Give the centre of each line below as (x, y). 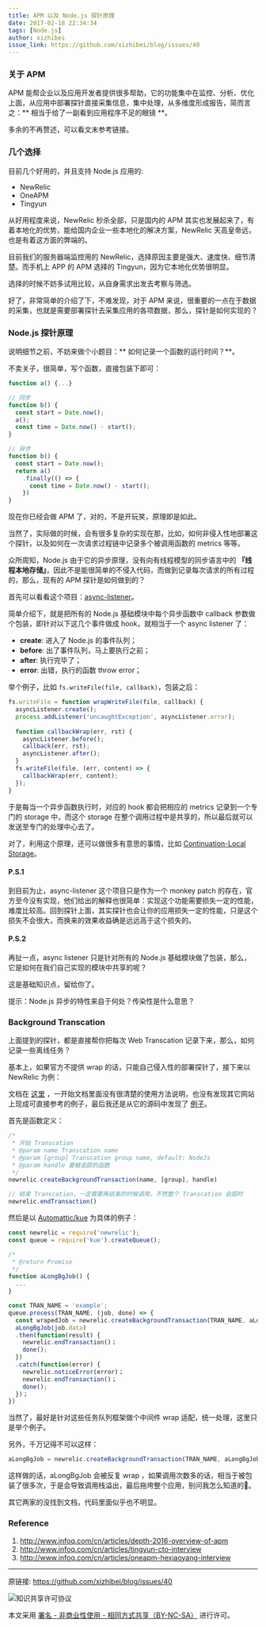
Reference (28, 1523)
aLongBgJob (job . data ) (51, 1328)
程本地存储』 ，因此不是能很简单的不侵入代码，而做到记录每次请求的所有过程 (131, 570)
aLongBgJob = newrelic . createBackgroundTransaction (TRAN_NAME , (115, 1460)
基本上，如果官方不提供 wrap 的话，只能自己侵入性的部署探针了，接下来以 (129, 1067)
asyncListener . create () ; (56, 710)
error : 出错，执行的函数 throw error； (81, 670)
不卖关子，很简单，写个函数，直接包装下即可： (84, 369)
